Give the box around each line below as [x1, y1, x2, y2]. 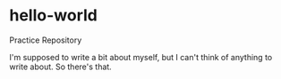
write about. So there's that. [9, 61, 112, 72]
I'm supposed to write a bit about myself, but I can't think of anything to [9, 51, 273, 62]
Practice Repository [9, 35, 82, 45]
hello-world [9, 5, 98, 26]
